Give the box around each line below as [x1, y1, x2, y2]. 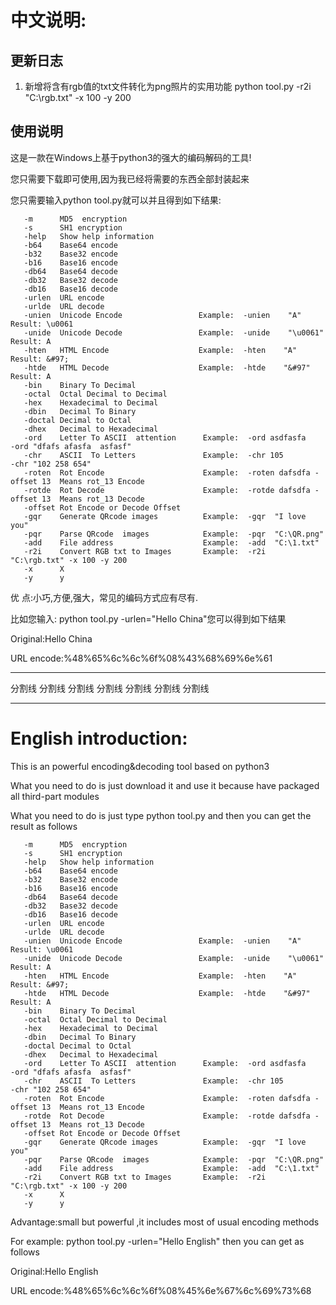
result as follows [10, 820, 78, 832]
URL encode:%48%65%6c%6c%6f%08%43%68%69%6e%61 [10, 652, 273, 664]
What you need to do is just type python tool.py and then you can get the [10, 809, 312, 821]
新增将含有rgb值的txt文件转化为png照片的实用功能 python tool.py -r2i [24, 81, 312, 92]
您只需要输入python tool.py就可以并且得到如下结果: [10, 194, 222, 206]
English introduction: [10, 727, 188, 750]
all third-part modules [10, 790, 100, 802]
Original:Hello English [10, 1265, 99, 1277]
